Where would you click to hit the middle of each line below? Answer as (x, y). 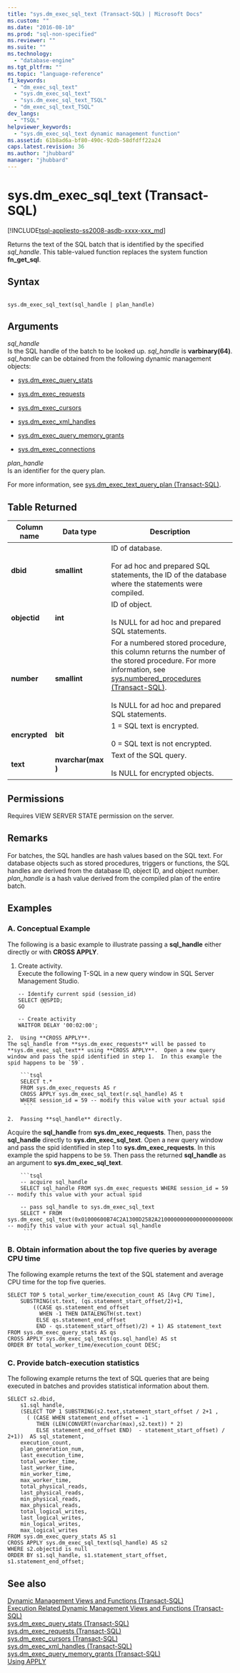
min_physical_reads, (51, 1499)
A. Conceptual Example (49, 929)
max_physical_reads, (51, 1505)
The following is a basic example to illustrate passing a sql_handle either (114, 944)
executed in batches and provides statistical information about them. (108, 1386)
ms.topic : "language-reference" (55, 74)
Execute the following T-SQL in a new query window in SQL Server (116, 973)
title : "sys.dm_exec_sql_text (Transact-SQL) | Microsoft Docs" (105, 14)
